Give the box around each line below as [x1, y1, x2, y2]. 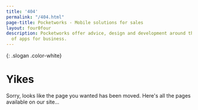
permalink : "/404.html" [6, 14, 65, 20]
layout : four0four [6, 25, 51, 31]
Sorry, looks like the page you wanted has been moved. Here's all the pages [6, 92, 191, 99]
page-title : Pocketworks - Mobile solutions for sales [6, 19, 144, 25]
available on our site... [6, 98, 60, 105]
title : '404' [6, 8, 38, 15]
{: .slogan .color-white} [6, 52, 62, 59]
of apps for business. [11, 36, 67, 42]
